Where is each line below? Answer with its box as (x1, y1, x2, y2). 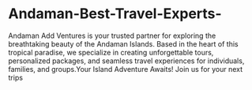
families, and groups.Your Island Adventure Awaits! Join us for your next (8, 64, 243, 73)
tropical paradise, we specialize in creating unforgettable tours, (8, 47, 214, 57)
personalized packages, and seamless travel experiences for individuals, (8, 56, 245, 66)
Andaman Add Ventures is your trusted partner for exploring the (8, 31, 216, 40)
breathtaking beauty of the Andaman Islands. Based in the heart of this (8, 39, 239, 48)
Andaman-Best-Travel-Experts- (8, 5, 223, 23)
